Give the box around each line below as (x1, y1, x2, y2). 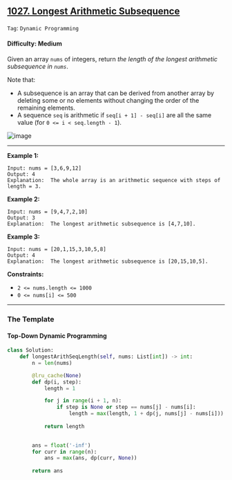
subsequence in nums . (7, 62, 69, 71)
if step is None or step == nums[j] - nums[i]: (56, 403, 196, 411)
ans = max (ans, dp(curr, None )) (43, 454, 137, 461)
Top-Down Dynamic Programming (7, 331, 107, 340)
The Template (7, 314, 55, 323)
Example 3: (7, 232, 40, 241)
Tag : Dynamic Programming (7, 23, 79, 32)
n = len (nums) (32, 359, 72, 366)
